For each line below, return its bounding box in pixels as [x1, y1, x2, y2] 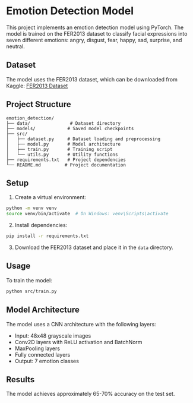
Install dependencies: [14, 222, 68, 229]
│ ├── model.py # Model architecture [6, 141, 121, 147]
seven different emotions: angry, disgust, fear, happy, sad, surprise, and [6, 36, 182, 43]
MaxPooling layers [14, 345, 61, 352]
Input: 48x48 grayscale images [14, 332, 91, 339]
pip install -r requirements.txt [6, 233, 89, 239]
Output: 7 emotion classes [14, 357, 79, 364]
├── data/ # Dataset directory [6, 120, 121, 126]
